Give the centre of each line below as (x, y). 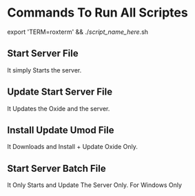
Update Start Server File (60, 92)
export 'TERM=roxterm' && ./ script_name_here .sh (78, 32)
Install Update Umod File (61, 130)
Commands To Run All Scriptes (97, 13)
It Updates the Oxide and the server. (59, 108)
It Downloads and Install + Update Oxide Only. (72, 147)
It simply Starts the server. (44, 70)
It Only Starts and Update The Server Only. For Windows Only (95, 185)
